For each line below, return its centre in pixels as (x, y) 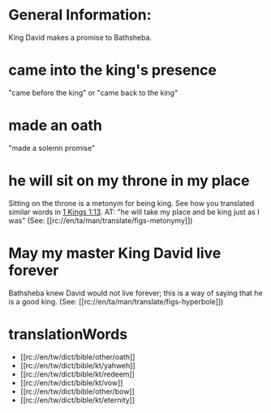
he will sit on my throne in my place (129, 181)
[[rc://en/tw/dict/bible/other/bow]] (77, 391)
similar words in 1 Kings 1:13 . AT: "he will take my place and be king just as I (134, 212)
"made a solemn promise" (52, 148)
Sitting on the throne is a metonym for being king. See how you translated (131, 203)
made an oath (56, 125)
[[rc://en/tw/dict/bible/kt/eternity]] (77, 400)
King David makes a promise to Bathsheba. (80, 37)
